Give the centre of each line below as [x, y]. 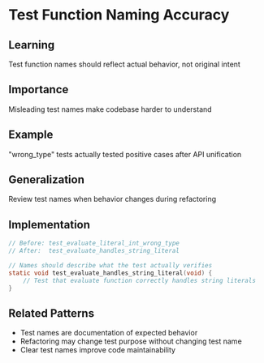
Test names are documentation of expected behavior [109, 333]
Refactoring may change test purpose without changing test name [131, 341]
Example [31, 135]
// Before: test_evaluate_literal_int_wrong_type [94, 243]
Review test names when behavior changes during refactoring [113, 199]
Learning [32, 45]
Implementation [50, 224]
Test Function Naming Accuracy [119, 15]
